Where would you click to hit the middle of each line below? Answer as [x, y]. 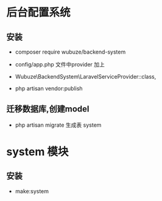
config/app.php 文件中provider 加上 [60, 64]
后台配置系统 [39, 12]
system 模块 [37, 152]
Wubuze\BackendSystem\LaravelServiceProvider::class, [86, 76]
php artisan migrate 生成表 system [58, 125]
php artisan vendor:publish [49, 88]
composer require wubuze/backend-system [70, 52]
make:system [32, 191]
